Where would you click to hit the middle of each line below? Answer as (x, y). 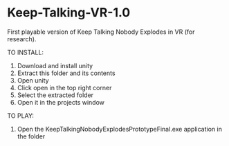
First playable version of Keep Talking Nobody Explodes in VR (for (101, 32)
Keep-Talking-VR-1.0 (69, 13)
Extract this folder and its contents (66, 73)
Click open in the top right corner (64, 87)
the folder (31, 136)
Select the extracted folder (55, 95)
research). (22, 39)
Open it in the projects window (61, 102)
